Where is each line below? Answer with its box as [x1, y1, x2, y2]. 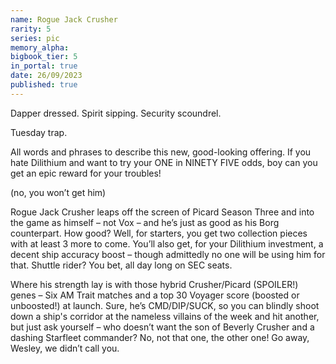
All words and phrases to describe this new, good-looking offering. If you [10, 146, 312, 158]
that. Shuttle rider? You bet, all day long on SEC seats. [10, 259, 233, 271]
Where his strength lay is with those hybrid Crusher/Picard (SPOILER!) [10, 278, 299, 290]
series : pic [10, 33, 60, 43]
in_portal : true [10, 61, 78, 71]
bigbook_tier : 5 [10, 52, 78, 62]
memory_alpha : [10, 42, 70, 53]
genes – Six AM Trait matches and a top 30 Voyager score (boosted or [10, 289, 300, 301]
